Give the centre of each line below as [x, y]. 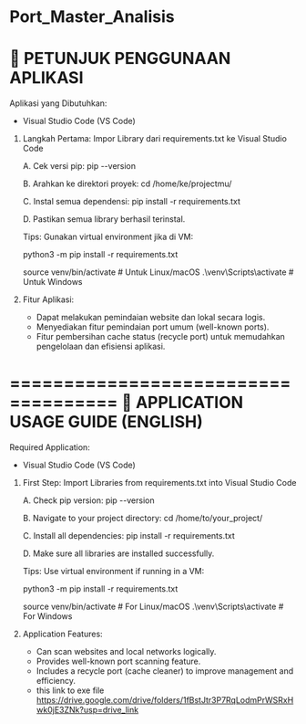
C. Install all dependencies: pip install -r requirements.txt [128, 536]
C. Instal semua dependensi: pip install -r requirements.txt [132, 202]
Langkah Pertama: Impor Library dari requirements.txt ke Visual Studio [154, 139]
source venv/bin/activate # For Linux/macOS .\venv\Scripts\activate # [153, 607]
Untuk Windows [52, 282]
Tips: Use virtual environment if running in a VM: [113, 572]
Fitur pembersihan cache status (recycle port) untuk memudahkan [160, 337]
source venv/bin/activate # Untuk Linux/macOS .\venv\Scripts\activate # [158, 272]
